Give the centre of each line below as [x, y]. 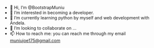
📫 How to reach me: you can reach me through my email [68, 33]
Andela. [17, 23]
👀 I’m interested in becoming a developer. [52, 13]
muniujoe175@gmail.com [35, 40]
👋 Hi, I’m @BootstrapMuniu [37, 8]
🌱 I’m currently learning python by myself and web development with [79, 18]
